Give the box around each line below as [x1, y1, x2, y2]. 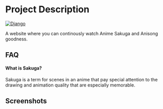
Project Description [5, 4, 90, 15]
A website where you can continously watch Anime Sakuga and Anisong [5, 30, 158, 36]
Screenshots [5, 96, 47, 105]
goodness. [5, 36, 28, 42]
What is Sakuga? [5, 65, 42, 71]
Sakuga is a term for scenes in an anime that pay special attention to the [5, 76, 158, 82]
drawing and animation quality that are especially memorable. [5, 82, 136, 88]
